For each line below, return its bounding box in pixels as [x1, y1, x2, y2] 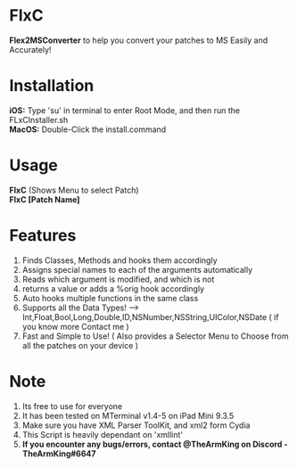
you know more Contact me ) [21, 321, 129, 332]
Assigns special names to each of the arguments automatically [21, 264, 253, 275]
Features [9, 226, 77, 245]
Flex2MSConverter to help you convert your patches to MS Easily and [9, 35, 268, 45]
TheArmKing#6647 [21, 447, 96, 459]
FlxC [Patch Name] [9, 193, 80, 205]
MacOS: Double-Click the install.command [9, 124, 167, 135]
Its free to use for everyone [21, 400, 123, 411]
